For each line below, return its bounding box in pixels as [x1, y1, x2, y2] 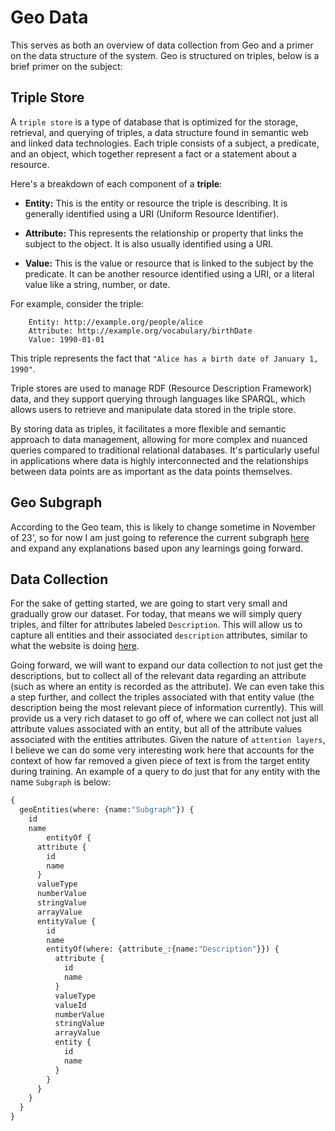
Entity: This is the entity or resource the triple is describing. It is [24, 197, 288, 209]
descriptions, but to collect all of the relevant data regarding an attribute [10, 670, 307, 682]
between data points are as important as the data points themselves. [10, 465, 293, 477]
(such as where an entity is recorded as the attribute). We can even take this [10, 681, 325, 693]
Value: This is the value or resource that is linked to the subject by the [24, 257, 314, 269]
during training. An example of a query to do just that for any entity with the [10, 766, 321, 778]
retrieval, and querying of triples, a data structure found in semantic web [10, 126, 309, 138]
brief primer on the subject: [10, 60, 123, 72]
